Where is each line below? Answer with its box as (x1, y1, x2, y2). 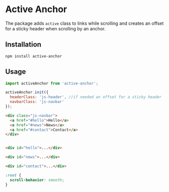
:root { (5, 173, 22, 178)
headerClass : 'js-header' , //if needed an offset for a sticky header (10, 94, 162, 100)
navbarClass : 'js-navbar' (10, 100, 65, 105)
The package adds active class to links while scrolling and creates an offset (5, 20, 164, 26)
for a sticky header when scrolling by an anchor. (5, 25, 106, 31)
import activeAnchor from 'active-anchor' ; (5, 81, 99, 86)
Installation (5, 40, 41, 49)
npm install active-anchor (5, 54, 62, 59)
